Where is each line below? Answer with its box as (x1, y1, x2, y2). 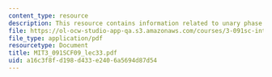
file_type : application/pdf (8, 34, 104, 43)
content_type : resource (8, 11, 89, 20)
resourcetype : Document (8, 42, 89, 50)
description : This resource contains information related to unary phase (8, 19, 263, 27)
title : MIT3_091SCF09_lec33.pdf (8, 49, 117, 57)
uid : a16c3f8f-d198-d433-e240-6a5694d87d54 (8, 57, 158, 65)
